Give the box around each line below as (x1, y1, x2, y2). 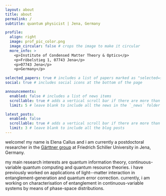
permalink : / (5, 16, 32, 21)
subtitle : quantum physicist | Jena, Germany (5, 21, 100, 26)
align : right (9, 35, 37, 39)
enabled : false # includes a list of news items (9, 93, 112, 99)
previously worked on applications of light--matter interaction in (5, 169, 135, 175)
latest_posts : (5, 112, 35, 117)
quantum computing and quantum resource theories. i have (22, 164, 143, 170)
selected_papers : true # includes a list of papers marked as (5, 76, 136, 80)
